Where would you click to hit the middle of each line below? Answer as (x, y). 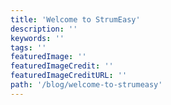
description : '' (44, 29)
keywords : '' (37, 38)
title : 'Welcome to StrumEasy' (75, 19)
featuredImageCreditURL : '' (69, 76)
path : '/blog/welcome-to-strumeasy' (86, 85)
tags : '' (28, 47)
